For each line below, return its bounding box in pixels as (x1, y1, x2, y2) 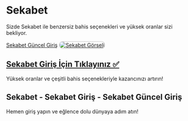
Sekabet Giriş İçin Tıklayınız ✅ (6, 60, 120, 70)
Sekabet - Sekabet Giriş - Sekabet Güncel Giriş (6, 92, 183, 102)
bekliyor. (6, 29, 27, 36)
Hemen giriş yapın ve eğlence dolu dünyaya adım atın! (6, 107, 139, 115)
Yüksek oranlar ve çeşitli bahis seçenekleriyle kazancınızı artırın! (6, 75, 164, 82)
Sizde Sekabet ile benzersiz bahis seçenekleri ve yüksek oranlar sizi (6, 23, 173, 30)
